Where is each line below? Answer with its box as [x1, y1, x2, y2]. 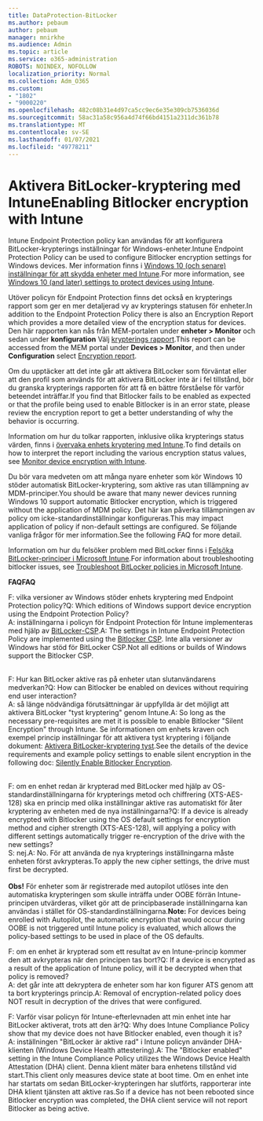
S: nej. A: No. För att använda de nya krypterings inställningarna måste [8, 849, 234, 858]
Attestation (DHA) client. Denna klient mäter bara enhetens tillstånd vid [8, 1062, 237, 1072]
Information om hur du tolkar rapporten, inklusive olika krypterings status [8, 432, 245, 441]
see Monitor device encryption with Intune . [8, 457, 148, 466]
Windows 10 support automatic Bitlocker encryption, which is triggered [8, 497, 238, 506]
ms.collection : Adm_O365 [8, 77, 89, 85]
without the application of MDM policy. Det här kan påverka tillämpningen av [8, 506, 255, 515]
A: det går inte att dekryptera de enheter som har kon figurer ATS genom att [8, 980, 254, 990]
